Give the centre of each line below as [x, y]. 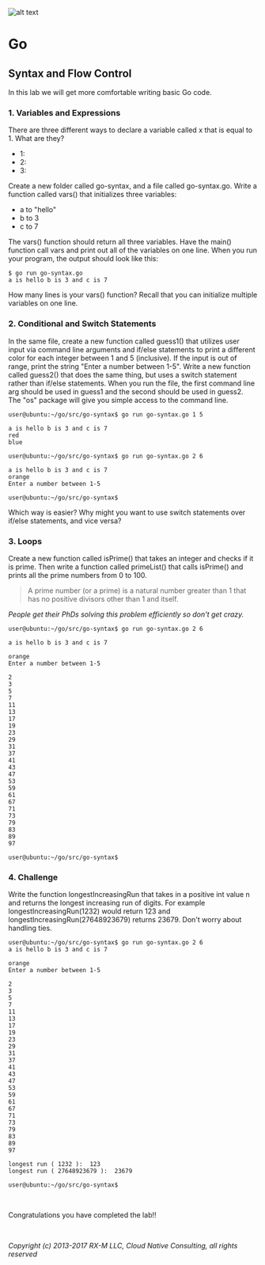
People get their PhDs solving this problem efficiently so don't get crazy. [126, 614]
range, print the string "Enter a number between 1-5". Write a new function [129, 366]
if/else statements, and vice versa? [65, 520]
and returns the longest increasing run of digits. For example [107, 903]
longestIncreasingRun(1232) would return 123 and [89, 911]
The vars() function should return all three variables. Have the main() [120, 242]
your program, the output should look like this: [83, 259]
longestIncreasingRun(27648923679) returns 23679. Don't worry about [125, 920]
